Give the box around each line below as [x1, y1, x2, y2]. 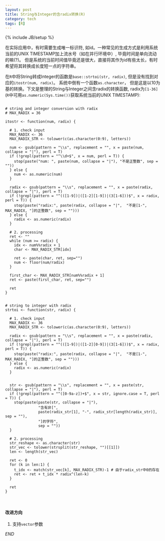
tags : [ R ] [5, 21, 26, 26]
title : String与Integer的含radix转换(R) [5, 12, 85, 17]
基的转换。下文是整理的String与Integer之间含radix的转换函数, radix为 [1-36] [5, 86, 159, 92]
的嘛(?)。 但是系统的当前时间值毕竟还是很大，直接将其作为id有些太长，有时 [5, 57, 158, 63]
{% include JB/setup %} [5, 35, 54, 40]
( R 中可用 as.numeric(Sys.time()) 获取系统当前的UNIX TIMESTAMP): [5, 92, 141, 98]
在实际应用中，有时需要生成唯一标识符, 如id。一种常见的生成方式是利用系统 [5, 45, 158, 51]
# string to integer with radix [5, 303, 71, 308]
